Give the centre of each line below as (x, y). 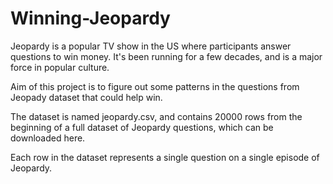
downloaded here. (48, 138)
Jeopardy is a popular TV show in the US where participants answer (151, 46)
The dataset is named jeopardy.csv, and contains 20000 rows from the (156, 116)
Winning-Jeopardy (90, 18)
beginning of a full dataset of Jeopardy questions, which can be (142, 127)
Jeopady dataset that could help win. (86, 97)
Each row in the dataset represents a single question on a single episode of (165, 157)
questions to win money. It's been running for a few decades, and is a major (166, 56)
